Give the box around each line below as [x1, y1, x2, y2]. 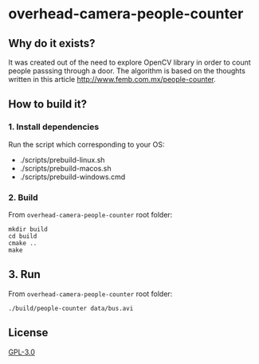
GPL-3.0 [8, 347, 36, 357]
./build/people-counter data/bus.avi [8, 304, 134, 312]
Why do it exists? [8, 37, 96, 50]
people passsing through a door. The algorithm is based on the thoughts [8, 66, 245, 76]
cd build [8, 232, 37, 240]
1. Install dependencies [8, 121, 100, 132]
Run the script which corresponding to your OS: [8, 139, 165, 149]
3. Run [8, 268, 41, 281]
